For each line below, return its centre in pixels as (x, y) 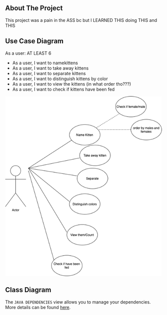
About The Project (34, 8)
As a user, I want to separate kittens (49, 73)
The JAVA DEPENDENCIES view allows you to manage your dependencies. (78, 302)
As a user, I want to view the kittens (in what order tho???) (72, 84)
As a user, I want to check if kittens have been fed (64, 89)
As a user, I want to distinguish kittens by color (60, 79)
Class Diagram (28, 290)
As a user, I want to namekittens (45, 63)
